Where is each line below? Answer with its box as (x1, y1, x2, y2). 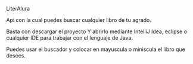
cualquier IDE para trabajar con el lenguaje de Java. (6, 34, 133, 41)
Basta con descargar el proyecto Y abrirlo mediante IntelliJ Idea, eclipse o (6, 28, 188, 35)
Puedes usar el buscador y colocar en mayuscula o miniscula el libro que (6, 46, 186, 53)
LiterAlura (6, 5, 30, 12)
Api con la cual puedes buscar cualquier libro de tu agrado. (6, 17, 152, 23)
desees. (6, 52, 26, 59)
